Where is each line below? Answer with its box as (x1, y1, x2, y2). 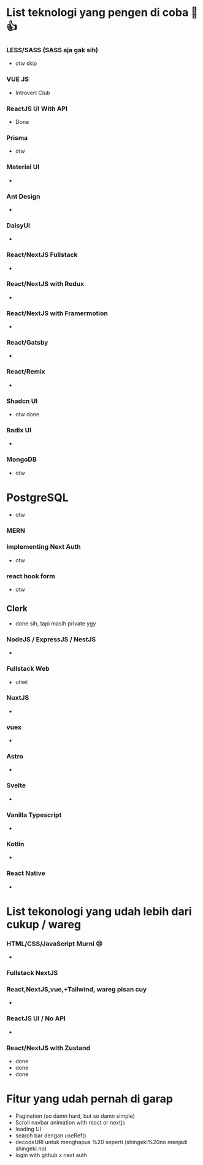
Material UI (6, 162, 40, 171)
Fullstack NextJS (6, 968, 58, 977)
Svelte (6, 781, 26, 790)
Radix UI (6, 426, 32, 434)
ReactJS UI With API (6, 104, 68, 113)
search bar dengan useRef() (15, 1131, 87, 1139)
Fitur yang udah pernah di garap (6, 1092, 174, 1106)
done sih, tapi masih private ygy (15, 619, 96, 627)
